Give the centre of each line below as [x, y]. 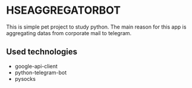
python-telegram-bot [41, 73]
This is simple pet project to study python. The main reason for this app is [96, 27]
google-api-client [36, 66]
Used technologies [42, 52]
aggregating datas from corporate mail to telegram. [69, 33]
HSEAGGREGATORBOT [63, 10]
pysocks [25, 78]
